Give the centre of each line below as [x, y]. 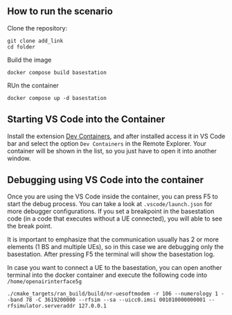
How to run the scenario [60, 11]
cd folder [21, 47]
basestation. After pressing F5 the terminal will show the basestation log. [111, 254]
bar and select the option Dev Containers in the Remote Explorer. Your [107, 143]
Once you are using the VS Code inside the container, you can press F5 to [113, 196]
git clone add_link [35, 41]
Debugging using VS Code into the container [106, 180]
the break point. [30, 226]
